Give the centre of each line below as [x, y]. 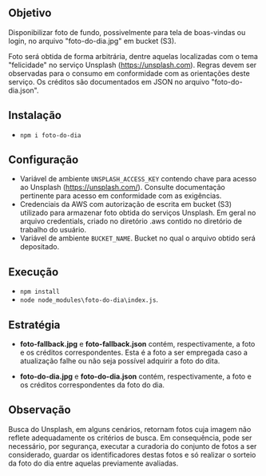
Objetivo [30, 13]
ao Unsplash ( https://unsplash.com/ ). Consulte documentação [122, 188]
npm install [40, 292]
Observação [40, 410]
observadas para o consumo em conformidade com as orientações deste [129, 73]
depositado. [40, 247]
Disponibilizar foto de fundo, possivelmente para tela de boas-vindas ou [127, 32]
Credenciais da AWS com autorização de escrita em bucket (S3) [126, 204]
